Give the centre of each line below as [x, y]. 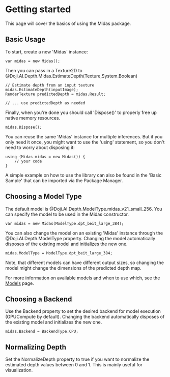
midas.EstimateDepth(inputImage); [42, 90]
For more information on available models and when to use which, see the [83, 278]
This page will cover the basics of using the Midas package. [68, 23]
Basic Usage [25, 39]
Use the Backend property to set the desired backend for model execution [83, 311]
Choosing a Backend [39, 299]
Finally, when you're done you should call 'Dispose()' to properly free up [81, 112]
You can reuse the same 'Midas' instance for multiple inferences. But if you [84, 136]
